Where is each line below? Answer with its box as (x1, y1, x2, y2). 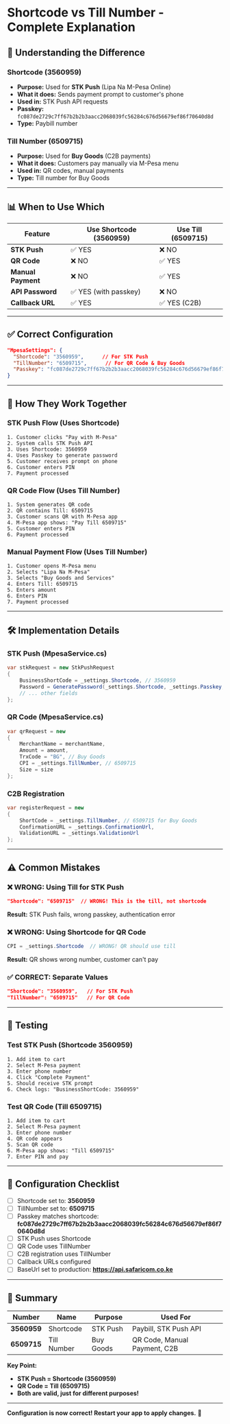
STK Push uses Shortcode (16, 1235, 91, 1242)
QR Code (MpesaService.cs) (7, 712, 104, 722)
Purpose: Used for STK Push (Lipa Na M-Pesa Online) (16, 82, 171, 91)
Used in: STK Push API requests (16, 97, 108, 106)
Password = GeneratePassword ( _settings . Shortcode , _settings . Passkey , (19, 683, 225, 690)
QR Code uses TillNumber (16, 1242, 91, 1250)
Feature (24, 228, 50, 238)
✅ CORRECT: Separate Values (7, 972, 108, 982)
